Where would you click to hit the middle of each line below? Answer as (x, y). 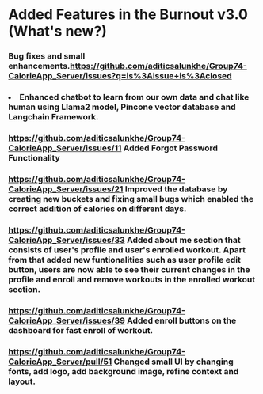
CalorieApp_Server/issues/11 (65, 148)
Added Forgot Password (170, 148)
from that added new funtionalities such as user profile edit (125, 260)
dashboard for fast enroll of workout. (80, 330)
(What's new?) (57, 31)
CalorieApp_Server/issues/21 (66, 189)
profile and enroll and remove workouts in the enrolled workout (132, 279)
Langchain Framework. (53, 117)
